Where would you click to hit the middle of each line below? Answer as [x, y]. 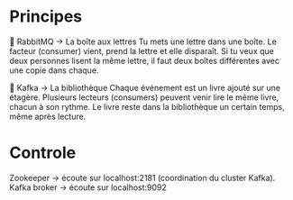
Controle [43, 153]
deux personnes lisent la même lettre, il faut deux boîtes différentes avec [144, 60]
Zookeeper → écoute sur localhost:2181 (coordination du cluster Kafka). [142, 177]
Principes [46, 17]
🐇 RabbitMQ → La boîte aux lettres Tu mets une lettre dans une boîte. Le [143, 41]
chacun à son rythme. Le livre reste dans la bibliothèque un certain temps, [147, 106]
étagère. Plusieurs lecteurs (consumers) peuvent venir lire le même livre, [144, 97]
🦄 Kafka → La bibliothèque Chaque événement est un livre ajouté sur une [145, 87]
